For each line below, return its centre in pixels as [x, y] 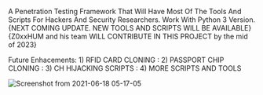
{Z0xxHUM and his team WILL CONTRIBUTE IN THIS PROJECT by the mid [128, 36]
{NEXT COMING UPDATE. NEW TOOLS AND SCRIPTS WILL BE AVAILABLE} [130, 28]
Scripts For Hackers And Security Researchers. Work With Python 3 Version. [132, 20]
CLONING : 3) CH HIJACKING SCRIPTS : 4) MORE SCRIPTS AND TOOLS [125, 68]
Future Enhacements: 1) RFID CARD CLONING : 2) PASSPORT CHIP [116, 60]
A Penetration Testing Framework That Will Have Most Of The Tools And [125, 11]
